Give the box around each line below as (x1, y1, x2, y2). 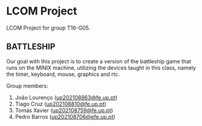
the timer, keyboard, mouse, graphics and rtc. (6, 71, 120, 78)
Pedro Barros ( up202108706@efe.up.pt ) (15, 113, 116, 120)
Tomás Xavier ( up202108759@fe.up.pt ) (15, 107, 114, 114)
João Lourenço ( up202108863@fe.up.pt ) (15, 93, 118, 101)
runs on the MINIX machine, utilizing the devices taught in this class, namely (6, 64, 197, 71)
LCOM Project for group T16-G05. (6, 24, 91, 31)
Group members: (6, 82, 48, 89)
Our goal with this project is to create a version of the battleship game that (6, 57, 192, 65)
